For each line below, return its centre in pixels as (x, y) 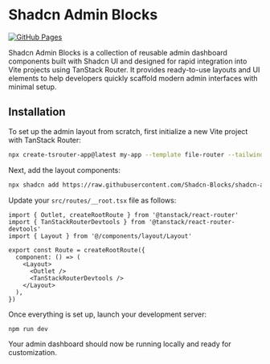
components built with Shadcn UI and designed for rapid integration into (128, 61)
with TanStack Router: (45, 140)
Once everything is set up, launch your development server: (108, 314)
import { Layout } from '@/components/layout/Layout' (100, 236)
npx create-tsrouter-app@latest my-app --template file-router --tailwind (136, 154)
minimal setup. (33, 87)
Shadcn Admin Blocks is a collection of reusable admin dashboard (118, 52)
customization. (33, 353)
